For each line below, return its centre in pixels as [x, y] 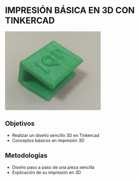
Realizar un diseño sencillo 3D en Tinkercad [56, 135]
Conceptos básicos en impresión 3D [48, 140]
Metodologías [26, 156]
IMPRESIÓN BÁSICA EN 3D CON [70, 10]
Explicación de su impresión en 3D [46, 172]
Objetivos [20, 124]
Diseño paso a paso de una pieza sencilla [53, 167]
